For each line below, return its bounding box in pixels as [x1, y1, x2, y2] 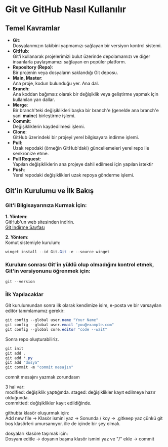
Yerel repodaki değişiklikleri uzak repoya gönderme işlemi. [12, 172, 135, 178]
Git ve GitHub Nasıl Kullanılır [5, 4, 127, 15]
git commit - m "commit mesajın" [5, 365, 73, 370]
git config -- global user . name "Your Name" [5, 318, 99, 323]
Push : [12, 166, 25, 173]
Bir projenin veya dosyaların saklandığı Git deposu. [12, 70, 118, 76]
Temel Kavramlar [5, 24, 60, 32]
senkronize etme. [12, 151, 49, 156]
